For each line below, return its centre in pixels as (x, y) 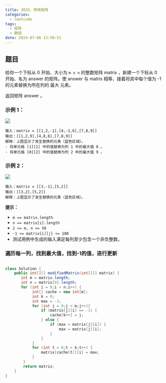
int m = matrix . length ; (45, 278)
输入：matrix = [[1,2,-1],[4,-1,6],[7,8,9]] (51, 131)
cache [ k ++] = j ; (67, 315)
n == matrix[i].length (36, 223)
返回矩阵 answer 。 (25, 95)
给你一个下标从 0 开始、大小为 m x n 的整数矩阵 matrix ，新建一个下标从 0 (81, 72)
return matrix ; (39, 366)
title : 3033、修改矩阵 (27, 10)
